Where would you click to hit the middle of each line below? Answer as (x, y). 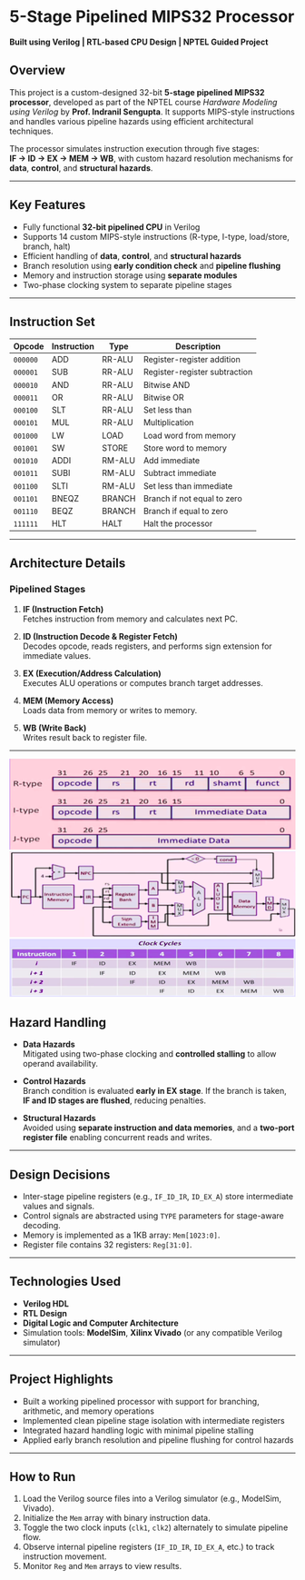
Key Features (48, 205)
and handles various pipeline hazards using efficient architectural (132, 121)
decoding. (41, 1225)
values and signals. (59, 1206)
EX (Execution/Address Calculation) (92, 673)
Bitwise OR (164, 397)
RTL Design (45, 1313)
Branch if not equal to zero (193, 498)
